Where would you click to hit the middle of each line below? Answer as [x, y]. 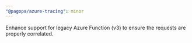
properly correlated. [29, 34]
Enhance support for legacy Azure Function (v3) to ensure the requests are [96, 28]
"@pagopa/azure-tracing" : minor [45, 11]
